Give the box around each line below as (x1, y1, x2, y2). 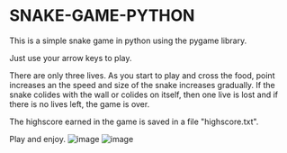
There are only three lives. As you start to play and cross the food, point (9, 69, 275, 81)
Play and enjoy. (9, 133, 66, 144)
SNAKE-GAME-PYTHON (9, 5, 195, 26)
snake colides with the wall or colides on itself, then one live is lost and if (9, 89, 279, 100)
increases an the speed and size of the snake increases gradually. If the (9, 79, 276, 90)
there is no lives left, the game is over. (9, 98, 150, 109)
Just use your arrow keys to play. (9, 52, 132, 63)
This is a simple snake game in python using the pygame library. (9, 35, 247, 46)
